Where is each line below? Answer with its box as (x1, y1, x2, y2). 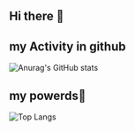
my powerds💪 (9, 88, 86, 103)
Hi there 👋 (9, 9, 64, 24)
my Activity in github (9, 39, 126, 54)
